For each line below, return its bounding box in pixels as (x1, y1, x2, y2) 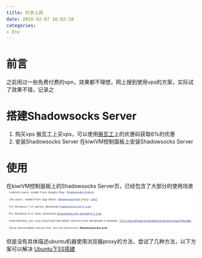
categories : (6, 22, 36, 28)
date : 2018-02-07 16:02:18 (6, 16, 74, 22)
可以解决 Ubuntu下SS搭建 (11, 245, 75, 253)
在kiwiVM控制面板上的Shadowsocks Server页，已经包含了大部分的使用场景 (6, 183, 194, 190)
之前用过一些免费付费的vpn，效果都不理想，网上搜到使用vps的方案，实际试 (6, 78, 194, 86)
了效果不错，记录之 (6, 86, 54, 93)
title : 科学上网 (6, 10, 43, 16)
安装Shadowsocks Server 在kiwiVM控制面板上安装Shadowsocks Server (14, 138, 194, 145)
